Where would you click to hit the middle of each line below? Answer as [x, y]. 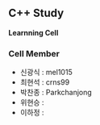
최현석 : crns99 [45, 82]
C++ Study [36, 13]
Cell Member [34, 53]
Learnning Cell [33, 32]
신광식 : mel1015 [46, 73]
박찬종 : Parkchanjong [56, 93]
